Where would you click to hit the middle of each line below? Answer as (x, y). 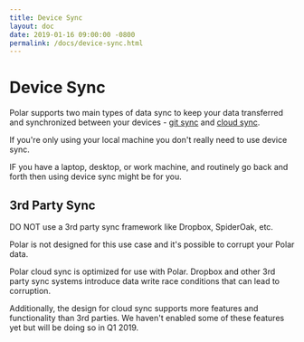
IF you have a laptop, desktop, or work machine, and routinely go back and (149, 167)
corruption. (30, 291)
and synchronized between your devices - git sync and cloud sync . (135, 122)
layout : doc (32, 26)
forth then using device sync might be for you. (96, 176)
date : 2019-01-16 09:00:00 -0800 (72, 34)
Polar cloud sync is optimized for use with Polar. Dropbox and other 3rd (142, 271)
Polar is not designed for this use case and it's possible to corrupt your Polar (152, 244)
